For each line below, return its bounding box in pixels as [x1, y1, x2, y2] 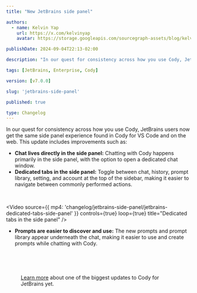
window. [14, 162, 35, 169]
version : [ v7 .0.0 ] [6, 78, 51, 84]
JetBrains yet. [21, 280, 55, 288]
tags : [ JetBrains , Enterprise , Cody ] [6, 68, 98, 73]
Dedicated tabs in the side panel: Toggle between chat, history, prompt [14, 169, 189, 176]
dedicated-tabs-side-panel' [6, 210, 73, 217]
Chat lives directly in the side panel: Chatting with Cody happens [14, 150, 174, 157]
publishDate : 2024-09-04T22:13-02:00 [6, 46, 98, 52]
